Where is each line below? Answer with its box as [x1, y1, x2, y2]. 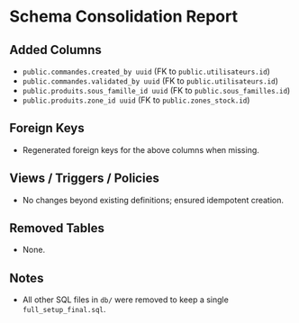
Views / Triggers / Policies [9, 171, 159, 186]
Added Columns [9, 42, 102, 58]
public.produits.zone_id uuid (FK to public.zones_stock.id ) [22, 94, 250, 105]
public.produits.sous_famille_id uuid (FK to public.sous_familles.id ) [22, 85, 291, 95]
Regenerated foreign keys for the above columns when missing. [22, 144, 259, 155]
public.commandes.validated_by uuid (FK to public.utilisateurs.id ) [22, 76, 279, 86]
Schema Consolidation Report [9, 6, 239, 27]
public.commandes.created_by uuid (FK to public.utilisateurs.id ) [22, 66, 270, 76]
